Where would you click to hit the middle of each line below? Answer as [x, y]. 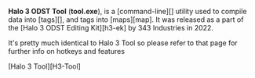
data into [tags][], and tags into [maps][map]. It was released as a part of [126, 19]
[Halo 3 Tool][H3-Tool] [44, 66]
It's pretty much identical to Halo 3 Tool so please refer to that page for [123, 43]
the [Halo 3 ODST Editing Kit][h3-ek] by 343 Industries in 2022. [111, 28]
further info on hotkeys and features [67, 51]
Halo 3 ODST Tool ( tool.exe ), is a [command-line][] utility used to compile [127, 11]
